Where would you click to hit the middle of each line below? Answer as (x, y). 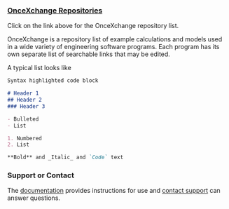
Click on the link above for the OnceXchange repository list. (93, 26)
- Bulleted (23, 119)
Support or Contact (41, 175)
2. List (19, 145)
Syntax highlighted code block (53, 81)
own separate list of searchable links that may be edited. (89, 54)
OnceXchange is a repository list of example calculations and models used (115, 39)
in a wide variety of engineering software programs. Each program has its (113, 47)
